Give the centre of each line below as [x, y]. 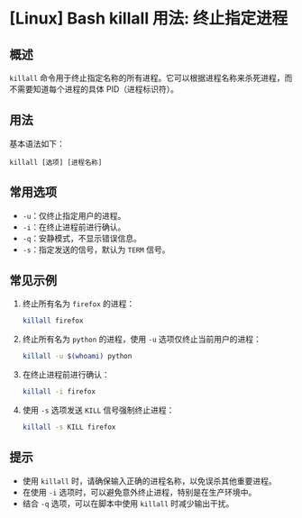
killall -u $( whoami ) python [77, 357]
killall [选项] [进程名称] [56, 162]
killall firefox [53, 321]
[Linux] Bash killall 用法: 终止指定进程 [149, 18]
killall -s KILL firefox [69, 427]
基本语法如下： [37, 143]
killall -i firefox [59, 392]
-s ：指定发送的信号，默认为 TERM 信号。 [96, 250]
